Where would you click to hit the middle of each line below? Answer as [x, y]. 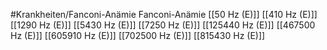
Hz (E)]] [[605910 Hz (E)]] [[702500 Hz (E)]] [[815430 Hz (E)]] [138, 35]
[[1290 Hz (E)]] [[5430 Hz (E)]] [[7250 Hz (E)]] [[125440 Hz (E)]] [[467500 [163, 25]
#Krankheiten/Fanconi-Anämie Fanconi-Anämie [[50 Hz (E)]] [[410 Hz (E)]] [164, 14]
